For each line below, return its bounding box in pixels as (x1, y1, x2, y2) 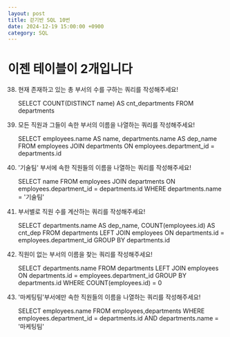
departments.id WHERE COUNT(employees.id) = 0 (17, 279, 162, 287)
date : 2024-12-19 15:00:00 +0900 (8, 23, 104, 30)
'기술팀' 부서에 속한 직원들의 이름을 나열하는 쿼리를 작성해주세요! (17, 164, 192, 172)
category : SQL (8, 29, 49, 37)
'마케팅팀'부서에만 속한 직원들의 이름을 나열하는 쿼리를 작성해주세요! (17, 293, 201, 301)
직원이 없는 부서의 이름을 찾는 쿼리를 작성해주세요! (17, 250, 153, 259)
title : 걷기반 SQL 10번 (8, 17, 70, 23)
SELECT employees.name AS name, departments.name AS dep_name (17, 135, 217, 143)
